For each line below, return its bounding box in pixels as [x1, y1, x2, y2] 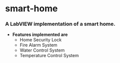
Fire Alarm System [19, 42, 58, 48]
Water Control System [19, 47, 65, 53]
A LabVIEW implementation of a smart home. [5, 21, 116, 28]
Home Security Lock [19, 37, 62, 43]
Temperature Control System [19, 53, 79, 59]
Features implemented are [12, 31, 68, 37]
